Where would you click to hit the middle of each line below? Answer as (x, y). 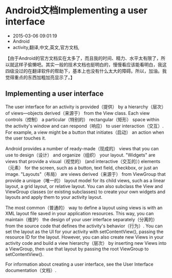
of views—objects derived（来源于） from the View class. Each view (78, 113)
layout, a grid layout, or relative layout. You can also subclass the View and (84, 186)
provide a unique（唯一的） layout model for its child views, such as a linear (85, 180)
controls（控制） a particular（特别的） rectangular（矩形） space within (82, 119)
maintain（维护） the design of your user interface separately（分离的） (81, 219)
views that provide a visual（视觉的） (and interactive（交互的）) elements (83, 161)
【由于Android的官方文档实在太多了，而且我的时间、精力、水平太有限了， (83, 58)
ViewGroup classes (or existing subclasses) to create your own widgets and (85, 192)
